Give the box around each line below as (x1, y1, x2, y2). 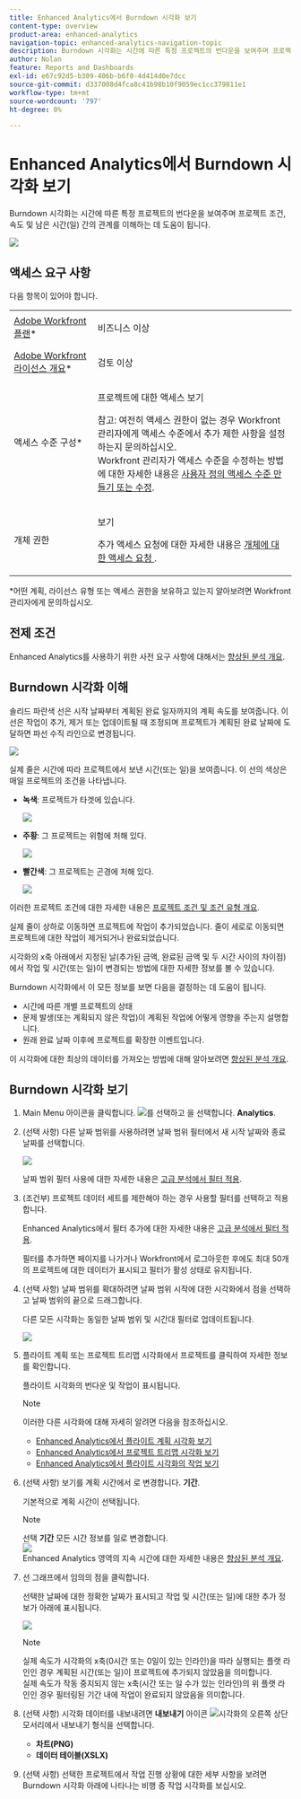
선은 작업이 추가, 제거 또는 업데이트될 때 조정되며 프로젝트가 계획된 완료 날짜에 (9, 716, 282, 727)
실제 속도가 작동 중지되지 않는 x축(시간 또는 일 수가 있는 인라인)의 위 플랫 (21, 1678, 276, 1689)
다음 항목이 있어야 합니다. (9, 291, 99, 301)
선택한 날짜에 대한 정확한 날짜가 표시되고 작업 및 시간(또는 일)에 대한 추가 (21, 1591, 277, 1602)
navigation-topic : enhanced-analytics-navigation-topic (9, 38, 222, 48)
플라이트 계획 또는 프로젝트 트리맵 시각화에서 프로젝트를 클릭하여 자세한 (21, 1350, 271, 1361)
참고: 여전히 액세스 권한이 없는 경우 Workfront (97, 414, 280, 426)
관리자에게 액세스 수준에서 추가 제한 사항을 (97, 427, 267, 440)
